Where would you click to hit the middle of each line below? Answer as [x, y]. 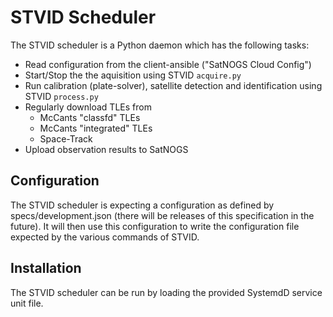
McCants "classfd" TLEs [90, 117]
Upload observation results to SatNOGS [106, 149]
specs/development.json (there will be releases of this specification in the [162, 215]
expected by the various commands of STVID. [105, 237]
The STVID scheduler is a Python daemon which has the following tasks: [160, 45]
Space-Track [66, 138]
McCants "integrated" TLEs [96, 128]
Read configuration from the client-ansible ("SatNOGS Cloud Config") [168, 64]
